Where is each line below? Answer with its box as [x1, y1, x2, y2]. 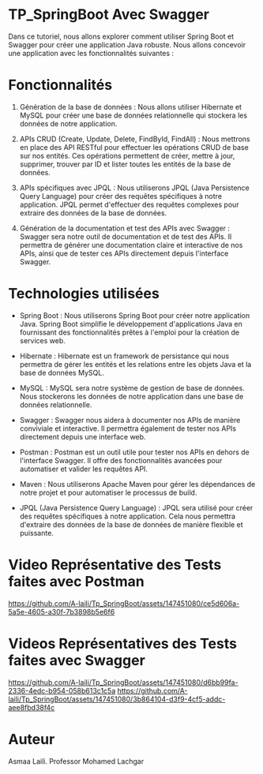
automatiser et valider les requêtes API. [19, 464, 148, 473]
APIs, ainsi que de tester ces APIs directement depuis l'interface [19, 249, 229, 258]
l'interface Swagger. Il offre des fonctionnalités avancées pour [19, 455, 223, 465]
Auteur [8, 730, 55, 748]
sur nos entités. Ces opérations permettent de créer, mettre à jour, [19, 151, 235, 160]
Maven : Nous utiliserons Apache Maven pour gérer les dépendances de [19, 479, 256, 488]
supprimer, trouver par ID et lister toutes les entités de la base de [19, 159, 231, 169]
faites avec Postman [8, 573, 145, 590]
